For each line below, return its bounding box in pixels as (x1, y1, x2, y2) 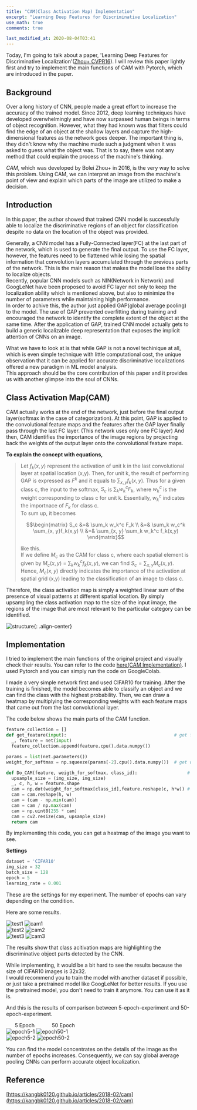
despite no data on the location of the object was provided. (6, 228, 149, 235)
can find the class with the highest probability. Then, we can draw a (6, 691, 170, 699)
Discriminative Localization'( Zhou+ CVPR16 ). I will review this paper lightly (6, 58, 185, 65)
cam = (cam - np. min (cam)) (11, 797, 77, 803)
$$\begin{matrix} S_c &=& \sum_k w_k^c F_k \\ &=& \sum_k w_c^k (26, 521, 186, 528)
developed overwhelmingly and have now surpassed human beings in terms (6, 115, 191, 122)
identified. (6, 611, 30, 618)
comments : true (6, 25, 43, 31)
